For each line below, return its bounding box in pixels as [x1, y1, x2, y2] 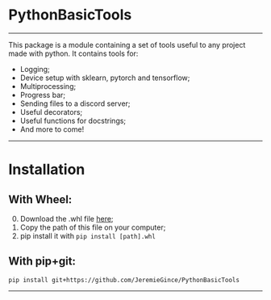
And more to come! [19, 124, 85, 134]
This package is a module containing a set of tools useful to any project [8, 40, 246, 49]
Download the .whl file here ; [19, 213, 115, 223]
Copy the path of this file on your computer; [19, 222, 166, 232]
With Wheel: [8, 192, 73, 206]
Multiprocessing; [19, 81, 77, 91]
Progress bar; [19, 90, 66, 99]
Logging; [19, 64, 50, 74]
